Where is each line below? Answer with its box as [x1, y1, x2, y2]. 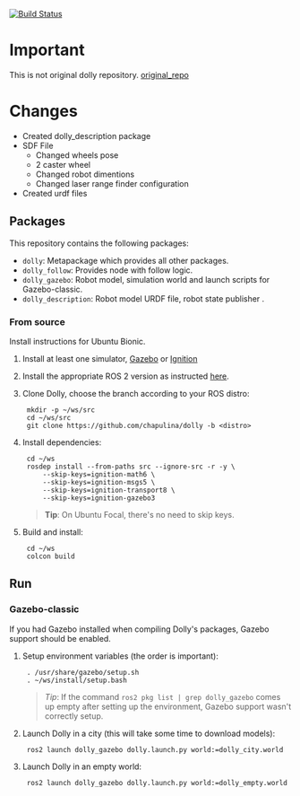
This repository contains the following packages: [9, 238, 190, 249]
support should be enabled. [9, 633, 112, 643]
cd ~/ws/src [26, 413, 72, 422]
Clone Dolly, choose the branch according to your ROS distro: [21, 388, 250, 398]
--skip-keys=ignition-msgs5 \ [42, 477, 156, 486]
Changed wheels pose [35, 149, 119, 161]
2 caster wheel [35, 159, 91, 170]
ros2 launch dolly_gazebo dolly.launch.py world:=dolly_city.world [26, 745, 284, 754]
